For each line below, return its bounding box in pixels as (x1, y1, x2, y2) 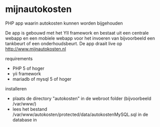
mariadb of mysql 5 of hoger (12, 76, 72, 82)
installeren (5, 85, 27, 91)
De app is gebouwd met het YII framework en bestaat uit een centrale (5, 30, 149, 36)
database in (12, 116, 37, 122)
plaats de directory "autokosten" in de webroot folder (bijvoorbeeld (12, 95, 151, 101)
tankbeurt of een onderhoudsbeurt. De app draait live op (5, 40, 122, 46)
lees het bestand (12, 106, 48, 112)
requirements (5, 55, 33, 61)
